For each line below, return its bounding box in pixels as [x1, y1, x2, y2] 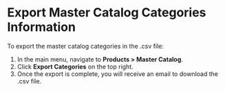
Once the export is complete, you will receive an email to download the [17, 70, 219, 78]
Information [7, 19, 76, 35]
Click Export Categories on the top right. [17, 62, 133, 70]
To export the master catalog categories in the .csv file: [7, 42, 164, 50]
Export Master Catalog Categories [7, 5, 206, 21]
